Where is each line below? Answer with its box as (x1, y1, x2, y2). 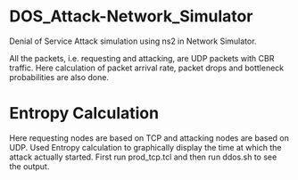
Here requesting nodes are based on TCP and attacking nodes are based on (9, 132, 290, 143)
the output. (9, 160, 50, 171)
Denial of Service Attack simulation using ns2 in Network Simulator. (9, 36, 257, 46)
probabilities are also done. (9, 71, 110, 82)
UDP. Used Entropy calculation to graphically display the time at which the (9, 142, 282, 152)
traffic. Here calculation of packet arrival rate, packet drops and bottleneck (9, 62, 285, 73)
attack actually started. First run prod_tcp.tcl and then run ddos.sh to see (9, 151, 277, 162)
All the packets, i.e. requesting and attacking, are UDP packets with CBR (9, 53, 275, 63)
